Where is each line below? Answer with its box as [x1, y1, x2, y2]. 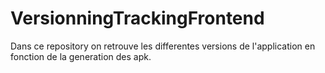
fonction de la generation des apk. [10, 50, 152, 62]
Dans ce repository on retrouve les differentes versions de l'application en [10, 40, 316, 52]
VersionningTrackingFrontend [10, 7, 265, 30]
